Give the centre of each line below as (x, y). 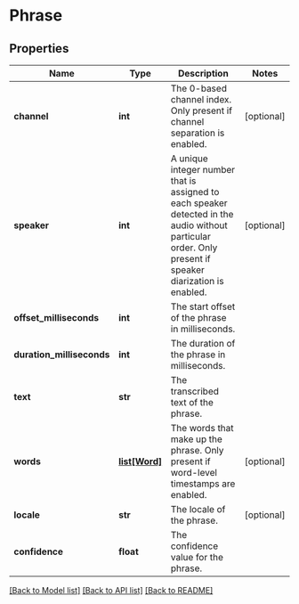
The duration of (203, 343)
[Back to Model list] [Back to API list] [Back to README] (111, 590)
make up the (196, 439)
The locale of (198, 509)
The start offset (203, 306)
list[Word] (141, 461)
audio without (199, 225)
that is (183, 181)
